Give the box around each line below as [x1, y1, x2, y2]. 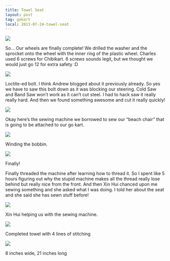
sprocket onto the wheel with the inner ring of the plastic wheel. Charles [5, 50, 156, 56]
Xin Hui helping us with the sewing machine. [5, 212, 98, 218]
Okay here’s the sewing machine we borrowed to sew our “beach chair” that [5, 117, 164, 123]
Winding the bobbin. [5, 141, 48, 148]
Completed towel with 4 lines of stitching [5, 231, 91, 237]
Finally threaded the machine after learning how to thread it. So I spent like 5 [5, 170, 165, 177]
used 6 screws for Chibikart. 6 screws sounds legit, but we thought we [5, 56, 153, 62]
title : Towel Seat [5, 7, 44, 13]
